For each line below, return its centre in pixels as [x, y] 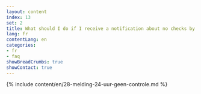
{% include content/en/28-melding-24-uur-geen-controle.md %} [87, 84]
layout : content [26, 12]
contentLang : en [26, 40]
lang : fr [17, 34]
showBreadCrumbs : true [35, 62]
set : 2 [14, 23]
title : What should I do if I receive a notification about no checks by [101, 28]
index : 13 [19, 17]
